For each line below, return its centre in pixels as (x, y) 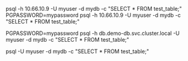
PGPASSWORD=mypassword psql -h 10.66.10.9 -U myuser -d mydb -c (93, 15)
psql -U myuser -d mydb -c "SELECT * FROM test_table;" (77, 51)
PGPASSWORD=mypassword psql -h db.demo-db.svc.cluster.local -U (92, 33)
